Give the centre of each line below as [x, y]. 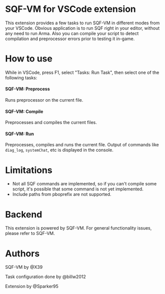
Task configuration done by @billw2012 [45, 277]
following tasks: [21, 77]
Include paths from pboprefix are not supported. [62, 194]
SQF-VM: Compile [24, 111]
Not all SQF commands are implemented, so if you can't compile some [84, 184]
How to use [29, 59]
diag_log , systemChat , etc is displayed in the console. [59, 150]
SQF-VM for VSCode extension [71, 9]
